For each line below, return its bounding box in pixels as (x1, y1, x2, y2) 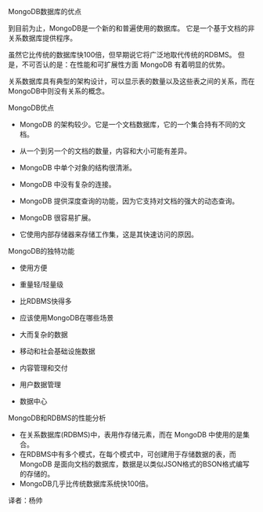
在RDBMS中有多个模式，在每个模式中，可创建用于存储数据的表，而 (19, 450, 236, 459)
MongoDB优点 (8, 103, 55, 112)
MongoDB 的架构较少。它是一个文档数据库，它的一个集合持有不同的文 (19, 120, 247, 129)
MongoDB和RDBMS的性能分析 (8, 413, 106, 422)
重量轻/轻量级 (19, 280, 64, 289)
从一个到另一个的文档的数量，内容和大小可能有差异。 (19, 146, 192, 155)
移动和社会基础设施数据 (19, 346, 95, 356)
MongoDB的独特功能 (8, 247, 75, 255)
